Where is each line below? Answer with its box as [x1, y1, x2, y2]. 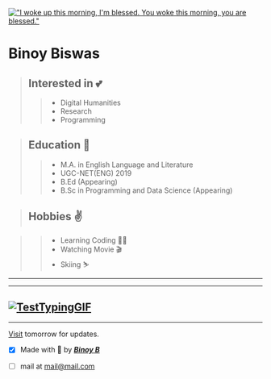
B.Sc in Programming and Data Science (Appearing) [60, 185, 233, 195]
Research [60, 106, 93, 116]
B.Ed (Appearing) [60, 177, 119, 186]
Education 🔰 [27, 138, 90, 152]
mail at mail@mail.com [19, 361, 95, 371]
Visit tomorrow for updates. [8, 329, 99, 339]
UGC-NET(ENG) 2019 [60, 168, 132, 177]
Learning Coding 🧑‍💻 [60, 235, 127, 245]
